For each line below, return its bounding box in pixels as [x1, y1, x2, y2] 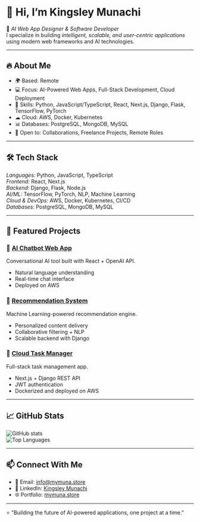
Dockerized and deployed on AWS [14, 387, 99, 394]
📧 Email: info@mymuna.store [14, 478, 86, 486]
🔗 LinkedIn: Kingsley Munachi [14, 485, 87, 492]
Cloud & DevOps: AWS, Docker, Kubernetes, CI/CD [6, 196, 131, 204]
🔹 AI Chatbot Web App [6, 244, 73, 252]
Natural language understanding [14, 269, 95, 277]
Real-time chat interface [14, 275, 74, 283]
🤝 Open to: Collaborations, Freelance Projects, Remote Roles [14, 128, 164, 136]
